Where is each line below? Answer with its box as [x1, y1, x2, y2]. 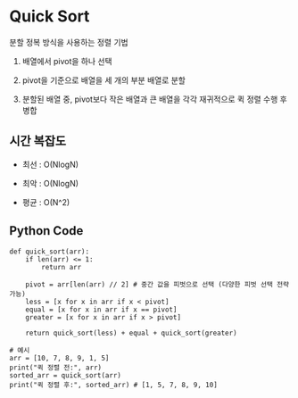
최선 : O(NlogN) [21, 159, 79, 170]
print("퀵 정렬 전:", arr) [9, 363, 103, 372]
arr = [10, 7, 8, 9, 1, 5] [9, 353, 110, 362]
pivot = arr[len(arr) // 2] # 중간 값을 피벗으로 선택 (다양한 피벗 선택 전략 [25, 279, 290, 289]
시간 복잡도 [9, 134, 67, 149]
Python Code [9, 223, 84, 238]
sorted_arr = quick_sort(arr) [9, 370, 122, 380]
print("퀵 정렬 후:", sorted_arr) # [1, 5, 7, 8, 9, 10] [9, 380, 219, 389]
